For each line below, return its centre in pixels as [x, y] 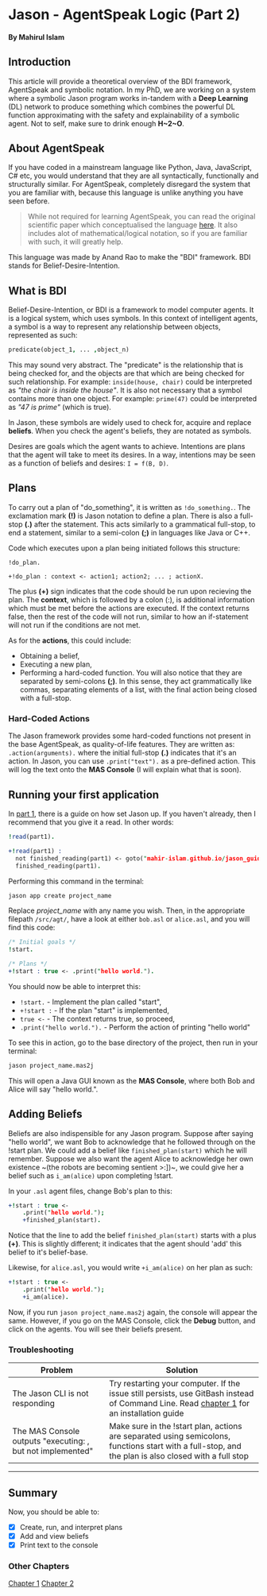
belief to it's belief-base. [48, 1252]
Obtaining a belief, [50, 655]
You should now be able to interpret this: [75, 986]
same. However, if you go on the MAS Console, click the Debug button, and [132, 1320]
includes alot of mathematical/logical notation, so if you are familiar [137, 234]
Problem [57, 1370]
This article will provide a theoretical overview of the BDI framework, [120, 81]
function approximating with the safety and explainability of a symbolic [124, 115]
